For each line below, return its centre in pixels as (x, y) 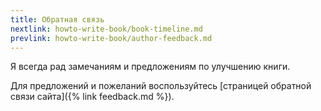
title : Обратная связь (57, 19)
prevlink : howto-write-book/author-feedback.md (111, 38)
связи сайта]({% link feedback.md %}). (92, 97)
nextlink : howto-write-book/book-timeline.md (106, 29)
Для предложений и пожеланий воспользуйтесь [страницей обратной (161, 86)
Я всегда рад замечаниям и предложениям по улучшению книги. (150, 67)
